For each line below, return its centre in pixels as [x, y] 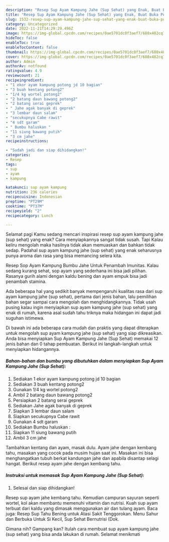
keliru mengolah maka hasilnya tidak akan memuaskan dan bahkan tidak [80, 245]
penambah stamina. [26, 282]
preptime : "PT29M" [25, 202]
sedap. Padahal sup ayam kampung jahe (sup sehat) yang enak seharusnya [84, 251]
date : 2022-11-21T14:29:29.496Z [39, 29]
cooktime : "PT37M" [25, 206]
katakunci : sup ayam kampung [36, 188]
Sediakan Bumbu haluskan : [42, 427]
